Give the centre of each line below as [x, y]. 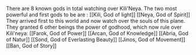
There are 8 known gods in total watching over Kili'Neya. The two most [92, 8]
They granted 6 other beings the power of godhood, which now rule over [94, 27]
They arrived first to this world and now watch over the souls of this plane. [96, 21]
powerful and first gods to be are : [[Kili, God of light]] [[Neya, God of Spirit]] [98, 15]
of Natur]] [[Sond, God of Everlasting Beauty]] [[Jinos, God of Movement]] [96, 39]
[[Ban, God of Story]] [31, 46]
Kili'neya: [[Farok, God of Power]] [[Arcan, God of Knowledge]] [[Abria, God [97, 33]
